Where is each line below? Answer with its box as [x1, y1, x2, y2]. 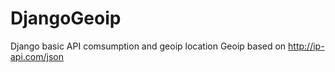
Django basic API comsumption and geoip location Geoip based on [10, 40, 287, 52]
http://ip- [288, 40, 325, 52]
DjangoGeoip [10, 7, 122, 30]
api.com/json [10, 50, 65, 62]
